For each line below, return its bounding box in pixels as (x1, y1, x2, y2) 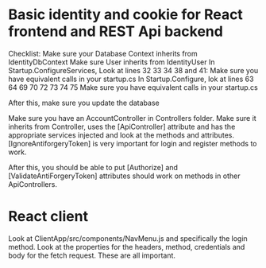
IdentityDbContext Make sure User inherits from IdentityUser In (8, 57, 215, 67)
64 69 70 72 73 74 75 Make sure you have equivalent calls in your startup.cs (8, 82, 258, 92)
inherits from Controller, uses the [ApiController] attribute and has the (8, 122, 236, 131)
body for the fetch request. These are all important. (8, 251, 176, 260)
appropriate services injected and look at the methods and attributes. (8, 130, 235, 140)
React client (8, 208, 89, 226)
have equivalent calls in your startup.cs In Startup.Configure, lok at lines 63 (8, 74, 254, 84)
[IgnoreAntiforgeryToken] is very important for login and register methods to (8, 138, 257, 148)
